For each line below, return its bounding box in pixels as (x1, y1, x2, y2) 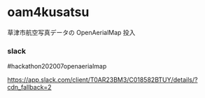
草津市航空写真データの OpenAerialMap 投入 (7, 28, 136, 36)
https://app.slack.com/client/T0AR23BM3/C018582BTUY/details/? (7, 76, 198, 84)
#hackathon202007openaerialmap (7, 62, 107, 71)
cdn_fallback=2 (7, 83, 52, 92)
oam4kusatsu (7, 4, 90, 20)
